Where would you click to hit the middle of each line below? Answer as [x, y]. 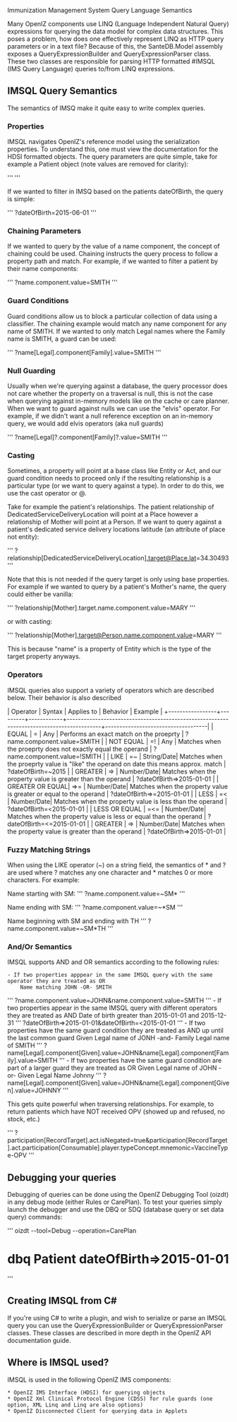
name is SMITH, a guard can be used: [62, 339]
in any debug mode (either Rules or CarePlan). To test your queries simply [115, 1202]
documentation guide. [39, 1340]
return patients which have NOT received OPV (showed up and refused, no [116, 1111]
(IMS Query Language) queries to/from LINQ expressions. [91, 69]
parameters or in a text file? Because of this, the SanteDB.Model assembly [115, 46]
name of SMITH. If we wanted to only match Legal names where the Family [116, 331]
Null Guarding [31, 370]
